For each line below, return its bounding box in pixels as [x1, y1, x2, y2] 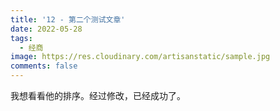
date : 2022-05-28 [10, 24, 83, 34]
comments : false [10, 61, 78, 71]
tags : [10, 33, 33, 43]
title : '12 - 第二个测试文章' [10, 14, 126, 25]
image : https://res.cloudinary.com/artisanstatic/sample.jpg [10, 52, 271, 62]
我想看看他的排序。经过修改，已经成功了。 [10, 90, 186, 101]
